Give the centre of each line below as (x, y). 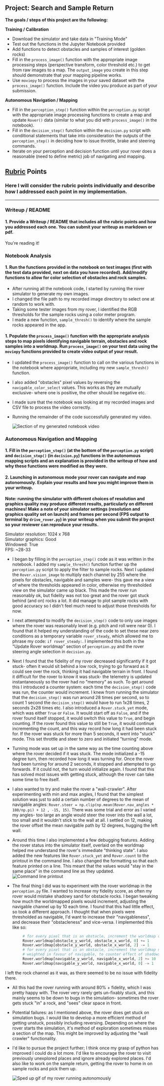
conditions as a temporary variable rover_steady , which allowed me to (83, 636)
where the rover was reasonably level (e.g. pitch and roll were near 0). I (84, 625)
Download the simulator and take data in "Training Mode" (70, 39)
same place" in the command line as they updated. (63, 871)
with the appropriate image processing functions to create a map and (82, 115)
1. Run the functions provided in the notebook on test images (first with (79, 267)
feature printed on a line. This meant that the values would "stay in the (83, 866)
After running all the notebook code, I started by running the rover (78, 288)
